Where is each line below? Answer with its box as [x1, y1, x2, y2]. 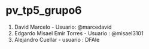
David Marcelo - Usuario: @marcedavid [14, 23, 112, 30]
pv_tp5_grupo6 [5, 4, 82, 17]
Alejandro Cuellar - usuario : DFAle [14, 36, 100, 43]
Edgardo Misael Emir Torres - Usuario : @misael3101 [14, 29, 144, 36]
